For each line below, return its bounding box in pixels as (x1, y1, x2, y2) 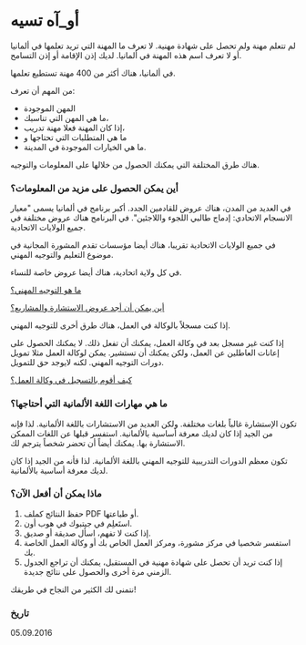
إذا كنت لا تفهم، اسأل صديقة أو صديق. (23, 527, 151, 538)
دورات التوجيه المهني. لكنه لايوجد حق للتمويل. (10, 357, 165, 368)
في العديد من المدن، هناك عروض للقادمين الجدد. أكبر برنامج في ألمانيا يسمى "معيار (10, 202, 291, 214)
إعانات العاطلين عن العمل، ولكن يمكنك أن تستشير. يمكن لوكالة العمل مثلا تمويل (10, 347, 280, 358)
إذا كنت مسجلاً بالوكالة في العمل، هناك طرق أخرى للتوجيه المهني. (10, 320, 231, 331)
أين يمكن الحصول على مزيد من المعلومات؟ (10, 181, 178, 194)
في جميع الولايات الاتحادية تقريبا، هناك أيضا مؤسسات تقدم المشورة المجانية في (10, 240, 276, 251)
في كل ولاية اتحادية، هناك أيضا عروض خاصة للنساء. (10, 267, 182, 278)
